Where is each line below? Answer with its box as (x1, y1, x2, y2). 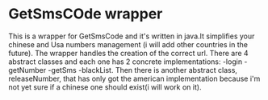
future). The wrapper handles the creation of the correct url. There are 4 (8, 48, 249, 58)
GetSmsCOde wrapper (8, 5, 163, 23)
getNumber (8, 65, 47, 74)
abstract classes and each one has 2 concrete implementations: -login (8, 57, 243, 66)
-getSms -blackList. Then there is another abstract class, (48, 65, 238, 74)
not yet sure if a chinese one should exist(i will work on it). (8, 82, 202, 92)
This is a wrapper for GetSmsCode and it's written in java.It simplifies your (8, 31, 255, 41)
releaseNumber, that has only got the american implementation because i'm (8, 74, 261, 83)
